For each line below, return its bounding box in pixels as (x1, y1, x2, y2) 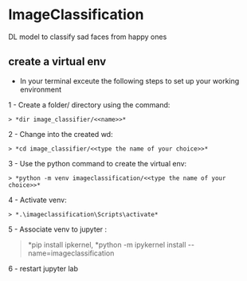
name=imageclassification (27, 248, 115, 258)
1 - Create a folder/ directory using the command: (8, 100, 171, 109)
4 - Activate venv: (8, 195, 67, 205)
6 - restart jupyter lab (8, 263, 78, 273)
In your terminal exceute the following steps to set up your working (19, 76, 240, 85)
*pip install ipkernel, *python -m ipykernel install (27, 240, 186, 249)
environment (19, 84, 62, 94)
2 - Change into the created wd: (8, 129, 113, 139)
